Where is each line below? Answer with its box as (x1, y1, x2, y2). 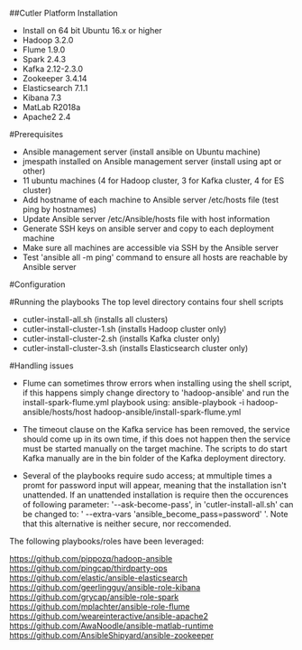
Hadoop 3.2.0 (22, 35, 74, 45)
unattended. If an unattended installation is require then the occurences (22, 489, 288, 500)
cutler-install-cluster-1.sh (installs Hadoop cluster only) (22, 324, 227, 334)
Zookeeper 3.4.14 (22, 73, 87, 84)
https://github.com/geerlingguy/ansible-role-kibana (9, 582, 201, 592)
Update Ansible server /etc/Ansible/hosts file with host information (22, 214, 270, 224)
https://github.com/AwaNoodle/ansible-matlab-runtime (9, 620, 214, 631)
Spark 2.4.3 (22, 54, 66, 64)
